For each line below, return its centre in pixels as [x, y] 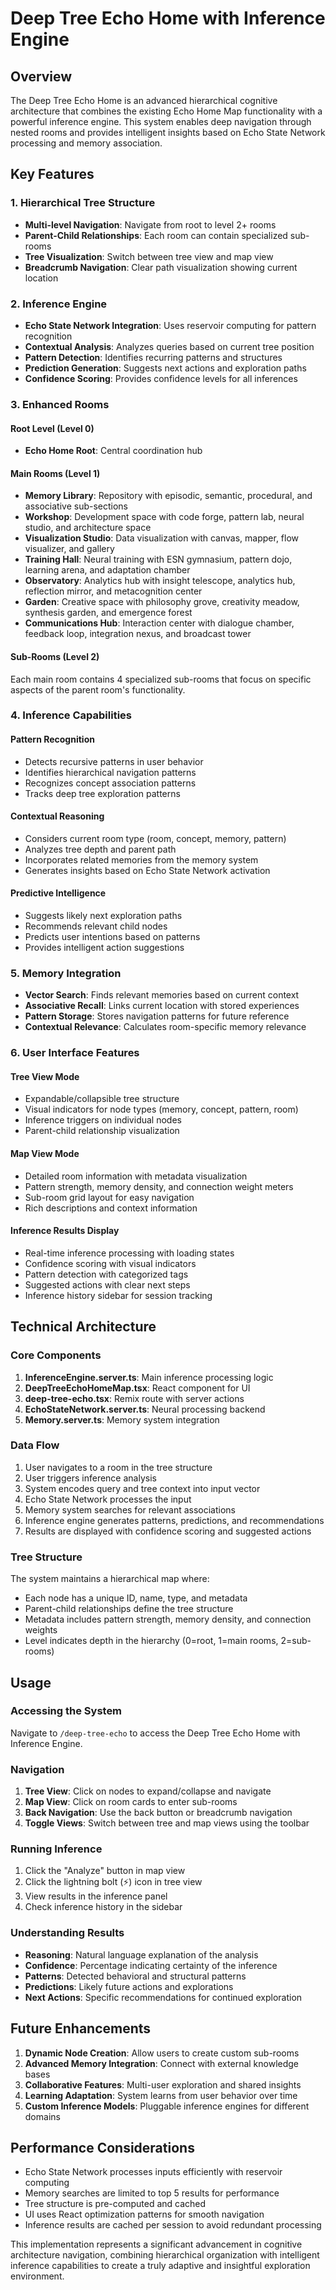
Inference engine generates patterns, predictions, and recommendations [174, 1520]
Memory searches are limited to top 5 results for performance [152, 2193]
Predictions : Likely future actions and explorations [129, 1986]
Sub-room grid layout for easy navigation [109, 1197]
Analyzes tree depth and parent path [100, 849]
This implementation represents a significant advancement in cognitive [156, 2244]
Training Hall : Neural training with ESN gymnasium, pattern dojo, [158, 559]
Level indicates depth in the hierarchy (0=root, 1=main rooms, [151, 1641]
